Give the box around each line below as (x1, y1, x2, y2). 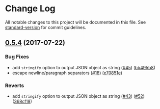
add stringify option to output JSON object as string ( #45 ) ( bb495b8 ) (12, 64, 156, 70)
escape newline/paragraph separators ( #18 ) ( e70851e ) (12, 70, 123, 76)
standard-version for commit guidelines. (5, 24, 86, 30)
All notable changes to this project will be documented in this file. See (5, 19, 146, 25)
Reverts (5, 82, 25, 89)
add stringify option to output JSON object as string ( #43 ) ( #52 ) (12, 93, 145, 99)
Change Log (5, 3, 55, 14)
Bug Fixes (5, 54, 29, 60)
